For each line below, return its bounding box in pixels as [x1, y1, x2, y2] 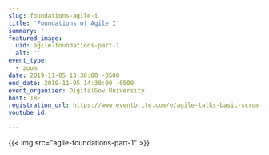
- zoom [15, 64, 38, 72]
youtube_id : [8, 109, 48, 117]
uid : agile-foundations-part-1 [15, 42, 120, 50]
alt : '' [15, 49, 42, 57]
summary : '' [8, 27, 48, 35]
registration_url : [8, 101, 70, 109]
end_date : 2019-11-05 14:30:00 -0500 [8, 79, 134, 87]
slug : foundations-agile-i [8, 11, 98, 20]
